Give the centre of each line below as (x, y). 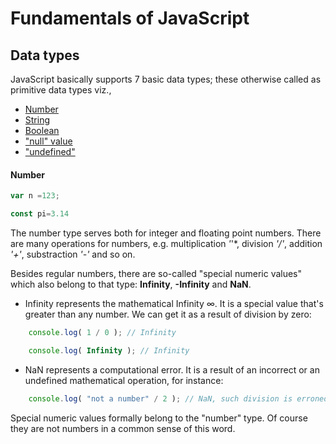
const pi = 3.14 (40, 214)
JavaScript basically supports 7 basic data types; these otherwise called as (166, 79)
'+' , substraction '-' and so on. (73, 254)
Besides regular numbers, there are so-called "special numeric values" (156, 273)
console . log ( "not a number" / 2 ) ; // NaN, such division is (160, 398)
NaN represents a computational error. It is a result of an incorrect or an (172, 369)
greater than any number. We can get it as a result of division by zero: (168, 314)
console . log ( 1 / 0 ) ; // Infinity (102, 332)
